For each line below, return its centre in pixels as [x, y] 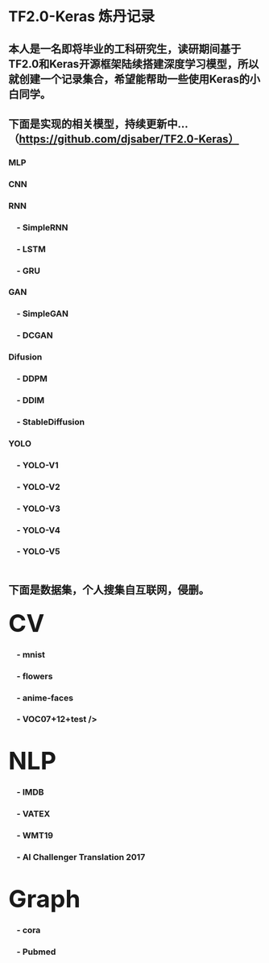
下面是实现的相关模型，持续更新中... [99, 124]
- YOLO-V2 [38, 487]
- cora [29, 930]
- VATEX [33, 814]
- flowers [35, 676]
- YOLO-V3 [38, 508]
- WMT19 [35, 836]
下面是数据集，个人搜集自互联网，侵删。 [109, 589]
